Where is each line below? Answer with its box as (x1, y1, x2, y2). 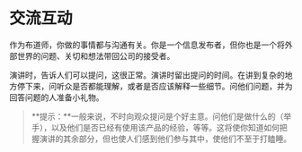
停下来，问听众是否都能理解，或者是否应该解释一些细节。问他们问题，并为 (16, 80, 293, 91)
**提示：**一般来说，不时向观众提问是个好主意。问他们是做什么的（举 (31, 111, 292, 122)
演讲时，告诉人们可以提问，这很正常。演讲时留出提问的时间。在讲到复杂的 (9, 69, 285, 80)
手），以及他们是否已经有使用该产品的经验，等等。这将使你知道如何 (31, 122, 280, 132)
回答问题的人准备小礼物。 (9, 91, 104, 103)
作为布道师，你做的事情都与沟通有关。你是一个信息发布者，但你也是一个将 (9, 39, 285, 50)
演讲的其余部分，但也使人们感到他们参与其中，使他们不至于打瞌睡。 (39, 133, 292, 144)
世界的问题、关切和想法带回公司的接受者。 (16, 50, 175, 61)
